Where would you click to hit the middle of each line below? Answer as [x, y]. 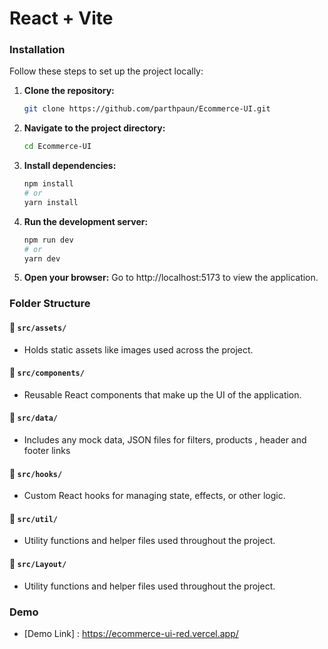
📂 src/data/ [33, 418]
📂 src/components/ [47, 373]
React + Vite [61, 18]
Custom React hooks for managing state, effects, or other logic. [154, 496]
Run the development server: [86, 221]
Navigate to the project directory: [94, 128]
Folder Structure [50, 304]
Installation [37, 50]
